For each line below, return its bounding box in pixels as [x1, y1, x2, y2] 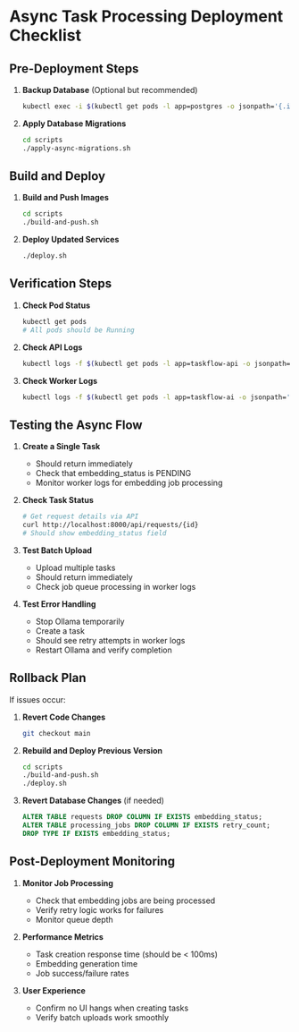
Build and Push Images [21, 192, 110, 203]
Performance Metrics [21, 931, 104, 942]
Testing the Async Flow [9, 417, 143, 432]
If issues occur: [9, 694, 66, 704]
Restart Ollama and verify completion [35, 644, 172, 655]
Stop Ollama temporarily [35, 616, 125, 627]
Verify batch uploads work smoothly [35, 1011, 170, 1022]
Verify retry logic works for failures [35, 904, 164, 915]
